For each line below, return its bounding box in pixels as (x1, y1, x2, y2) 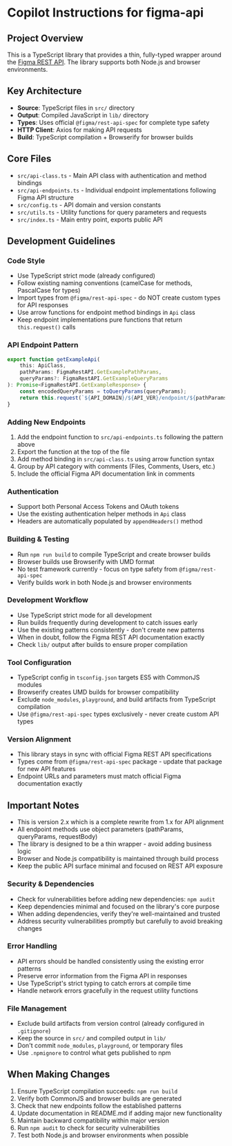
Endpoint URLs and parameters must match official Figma (17, 772, 182, 781)
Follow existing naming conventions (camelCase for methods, (17, 279, 193, 287)
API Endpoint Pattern (7, 340, 79, 350)
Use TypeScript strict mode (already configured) (17, 271, 155, 280)
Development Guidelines (7, 235, 116, 247)
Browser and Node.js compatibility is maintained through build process (17, 855, 219, 863)
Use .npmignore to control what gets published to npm (17, 1049, 171, 1057)
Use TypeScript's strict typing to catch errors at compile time (17, 979, 191, 987)
